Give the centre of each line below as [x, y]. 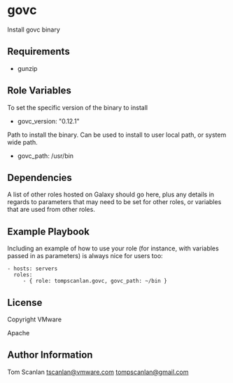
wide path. [22, 142]
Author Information [50, 355]
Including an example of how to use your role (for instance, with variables [113, 248]
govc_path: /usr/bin [45, 156]
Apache [19, 333]
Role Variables [39, 91]
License [25, 303]
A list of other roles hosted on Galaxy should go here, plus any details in [111, 194]
